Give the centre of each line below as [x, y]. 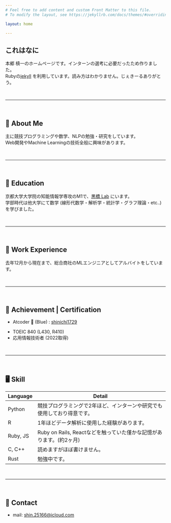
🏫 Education [25, 183]
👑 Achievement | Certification [53, 310]
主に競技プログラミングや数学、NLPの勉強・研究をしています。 [72, 136]
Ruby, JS [19, 436]
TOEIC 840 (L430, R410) [38, 332]
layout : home [19, 24]
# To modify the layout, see [36, 15]
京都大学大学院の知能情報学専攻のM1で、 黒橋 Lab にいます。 [69, 196]
